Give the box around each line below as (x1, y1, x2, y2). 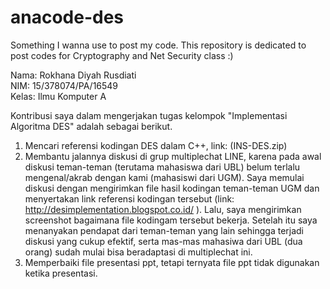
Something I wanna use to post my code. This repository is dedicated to (10, 39, 307, 51)
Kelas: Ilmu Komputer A (10, 90, 107, 102)
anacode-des (10, 6, 125, 29)
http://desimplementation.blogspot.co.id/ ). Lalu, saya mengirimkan (24, 203, 302, 215)
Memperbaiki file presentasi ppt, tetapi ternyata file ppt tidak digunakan (24, 256, 320, 268)
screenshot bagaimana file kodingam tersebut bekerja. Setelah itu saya (24, 214, 318, 226)
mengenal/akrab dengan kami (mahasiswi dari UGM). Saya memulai (24, 171, 305, 183)
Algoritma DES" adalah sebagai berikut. (10, 120, 173, 132)
